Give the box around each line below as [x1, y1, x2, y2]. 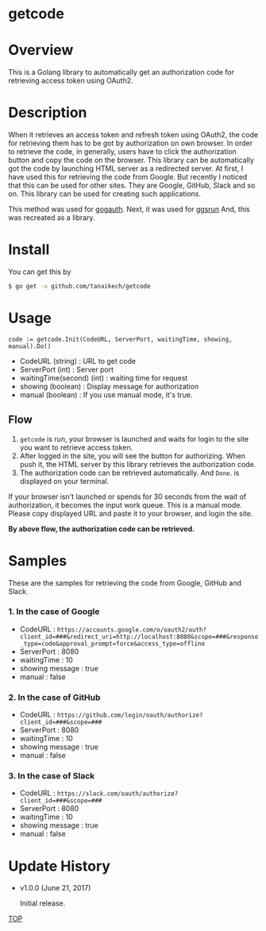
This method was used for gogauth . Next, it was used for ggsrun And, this [8, 204, 250, 214]
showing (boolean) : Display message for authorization [19, 381, 199, 391]
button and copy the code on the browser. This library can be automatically [8, 156, 254, 165]
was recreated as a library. [8, 213, 95, 222]
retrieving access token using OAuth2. [8, 76, 133, 86]
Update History [8, 857, 111, 875]
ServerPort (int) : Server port [19, 365, 114, 374]
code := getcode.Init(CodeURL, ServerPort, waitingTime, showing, [8, 335, 233, 343]
